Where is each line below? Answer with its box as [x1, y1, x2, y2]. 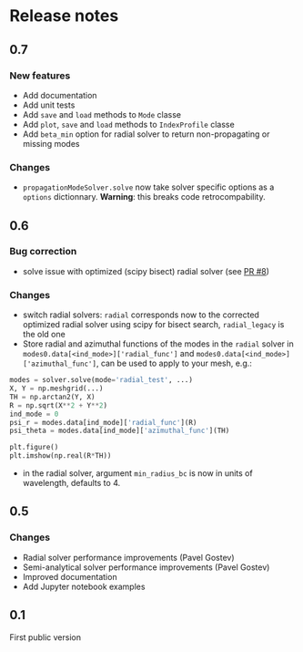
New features [9, 69, 71, 82]
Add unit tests [22, 99, 76, 110]
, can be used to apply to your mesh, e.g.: [96, 357, 253, 369]
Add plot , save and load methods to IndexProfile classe [22, 119, 235, 129]
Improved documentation [22, 571, 117, 582]
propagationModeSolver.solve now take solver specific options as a [22, 181, 275, 192]
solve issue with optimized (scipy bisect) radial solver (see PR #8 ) [22, 265, 270, 276]
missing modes [22, 138, 80, 149]
